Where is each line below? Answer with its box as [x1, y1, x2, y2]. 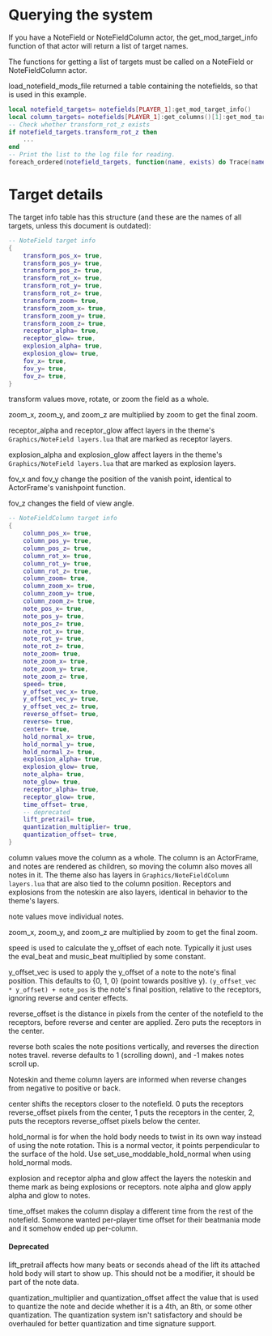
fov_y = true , [23, 365, 67, 373]
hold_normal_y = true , [23, 740, 96, 749]
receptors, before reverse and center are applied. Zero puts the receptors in [8, 1017, 261, 1027]
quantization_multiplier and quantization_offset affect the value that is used [8, 1293, 259, 1303]
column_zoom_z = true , [23, 597, 96, 605]
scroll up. [8, 1059, 40, 1069]
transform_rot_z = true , [23, 289, 104, 297]
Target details [8, 186, 104, 204]
